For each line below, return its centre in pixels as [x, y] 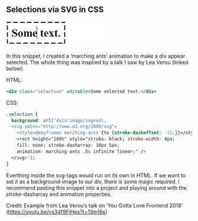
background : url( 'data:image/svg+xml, [59, 120]
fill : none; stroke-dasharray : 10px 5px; [68, 146]
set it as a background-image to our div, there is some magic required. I [93, 182]
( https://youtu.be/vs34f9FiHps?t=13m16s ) [57, 212]
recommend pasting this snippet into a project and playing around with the [96, 187]
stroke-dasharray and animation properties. [59, 194]
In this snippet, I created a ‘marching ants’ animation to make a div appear [96, 56]
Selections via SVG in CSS [55, 10]
